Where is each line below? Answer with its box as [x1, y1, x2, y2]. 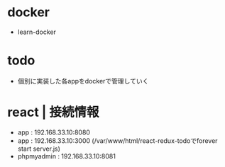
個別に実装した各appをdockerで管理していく [17, 76, 149, 85]
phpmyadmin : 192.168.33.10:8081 [17, 151, 116, 160]
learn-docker [17, 28, 57, 36]
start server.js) [17, 144, 60, 153]
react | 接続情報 [7, 104, 99, 120]
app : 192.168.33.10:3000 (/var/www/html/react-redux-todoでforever [17, 136, 218, 145]
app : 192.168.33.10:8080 [17, 128, 91, 137]
